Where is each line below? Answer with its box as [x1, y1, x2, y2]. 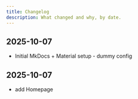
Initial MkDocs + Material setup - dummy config [14, 52, 133, 60]
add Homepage [14, 86, 54, 93]
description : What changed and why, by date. [6, 14, 121, 20]
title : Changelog [6, 8, 50, 15]
